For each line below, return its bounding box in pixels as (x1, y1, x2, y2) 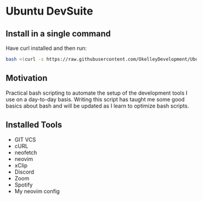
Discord (14, 168, 35, 175)
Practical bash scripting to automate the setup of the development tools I (5, 89, 188, 97)
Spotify (14, 181, 33, 188)
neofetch (14, 149, 38, 156)
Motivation (5, 73, 48, 83)
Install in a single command (5, 29, 111, 39)
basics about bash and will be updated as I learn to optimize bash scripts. (5, 102, 189, 109)
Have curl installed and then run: (5, 44, 87, 52)
